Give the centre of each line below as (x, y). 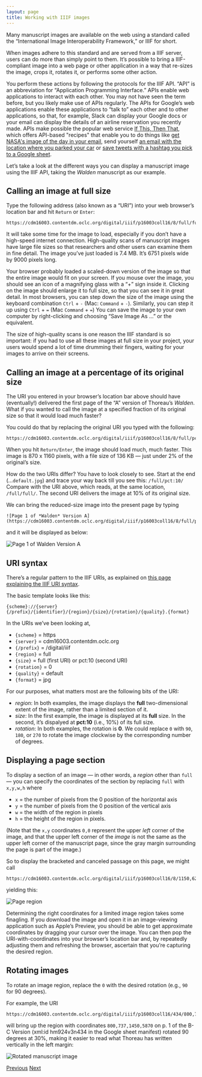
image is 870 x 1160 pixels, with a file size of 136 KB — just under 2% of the (100, 456)
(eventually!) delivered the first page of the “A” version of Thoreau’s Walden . (101, 403)
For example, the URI (32, 1003)
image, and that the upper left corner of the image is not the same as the (96, 837)
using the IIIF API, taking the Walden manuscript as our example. (86, 172)
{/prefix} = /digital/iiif (43, 647)
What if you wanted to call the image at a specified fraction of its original (96, 409)
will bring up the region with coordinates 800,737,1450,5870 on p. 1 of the (96, 1025)
